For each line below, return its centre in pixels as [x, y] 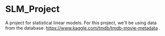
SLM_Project [33, 9]
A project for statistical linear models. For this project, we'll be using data [81, 23]
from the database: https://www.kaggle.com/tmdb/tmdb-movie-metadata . [83, 28]
